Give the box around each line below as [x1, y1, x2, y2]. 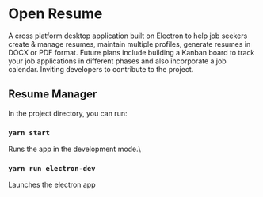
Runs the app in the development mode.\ [8, 144, 141, 154]
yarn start [8, 128, 50, 137]
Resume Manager [8, 88, 97, 101]
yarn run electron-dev [8, 164, 96, 172]
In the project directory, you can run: [8, 108, 128, 118]
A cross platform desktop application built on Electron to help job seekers [8, 31, 248, 40]
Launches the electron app [8, 180, 96, 190]
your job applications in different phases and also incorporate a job [8, 56, 227, 66]
